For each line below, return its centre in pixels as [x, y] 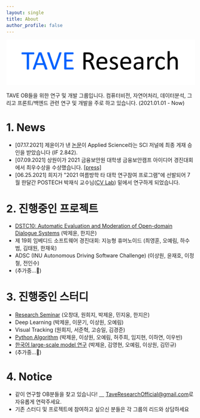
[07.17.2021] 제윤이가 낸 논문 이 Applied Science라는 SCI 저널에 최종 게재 [100, 145]
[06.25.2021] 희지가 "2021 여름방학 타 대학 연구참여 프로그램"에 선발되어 [100, 175]
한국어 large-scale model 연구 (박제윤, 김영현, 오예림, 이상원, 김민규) [96, 344]
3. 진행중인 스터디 [47, 297]
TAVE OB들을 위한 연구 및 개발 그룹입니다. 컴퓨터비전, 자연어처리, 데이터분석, [96, 95]
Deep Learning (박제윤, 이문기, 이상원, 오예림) [69, 322]
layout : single [25, 13]
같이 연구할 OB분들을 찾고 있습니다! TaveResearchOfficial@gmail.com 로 [104, 394]
